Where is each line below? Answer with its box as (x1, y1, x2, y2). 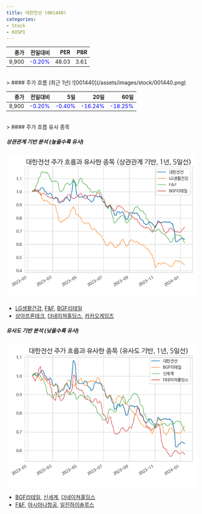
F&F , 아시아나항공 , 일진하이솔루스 (15, 501, 95, 508)
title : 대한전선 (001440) (6, 10, 67, 16)
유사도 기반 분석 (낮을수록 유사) (6, 327, 79, 334)
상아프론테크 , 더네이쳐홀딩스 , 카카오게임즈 (15, 312, 114, 319)
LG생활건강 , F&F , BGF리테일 (15, 304, 83, 312)
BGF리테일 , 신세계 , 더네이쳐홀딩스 (15, 493, 96, 501)
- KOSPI (6, 29, 26, 35)
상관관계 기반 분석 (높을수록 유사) (6, 138, 84, 146)
